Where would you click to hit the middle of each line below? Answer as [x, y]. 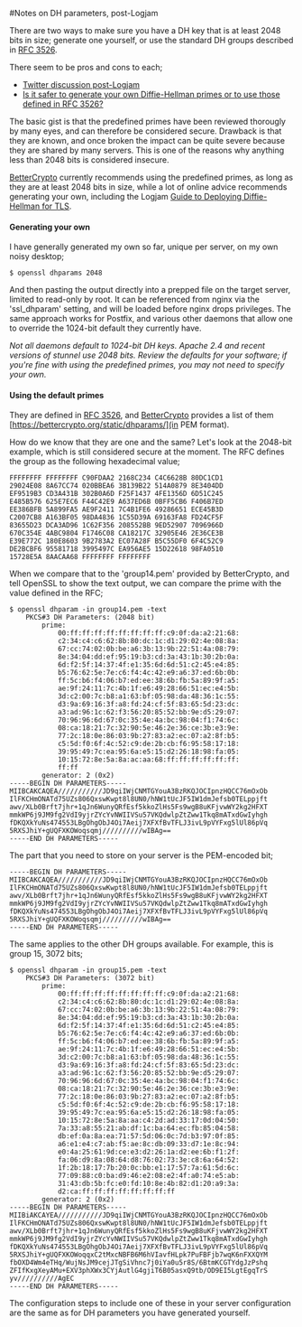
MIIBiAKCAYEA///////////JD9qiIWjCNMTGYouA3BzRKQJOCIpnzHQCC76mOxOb [139, 1215]
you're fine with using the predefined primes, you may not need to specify [147, 365]
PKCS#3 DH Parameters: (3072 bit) [90, 978]
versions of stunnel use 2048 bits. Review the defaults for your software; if [148, 355]
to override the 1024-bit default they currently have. [105, 328]
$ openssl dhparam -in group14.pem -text [88, 610]
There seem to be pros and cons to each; [86, 67]
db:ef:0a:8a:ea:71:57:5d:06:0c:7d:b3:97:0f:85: [149, 1136]
